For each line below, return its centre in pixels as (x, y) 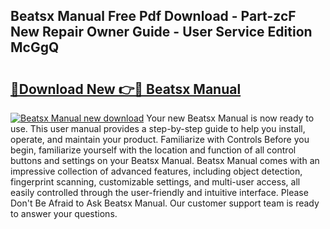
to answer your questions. (64, 213)
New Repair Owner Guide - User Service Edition (161, 32)
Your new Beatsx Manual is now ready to (230, 118)
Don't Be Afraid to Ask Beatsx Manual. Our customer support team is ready (165, 203)
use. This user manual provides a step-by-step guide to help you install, (158, 128)
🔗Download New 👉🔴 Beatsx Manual (126, 89)
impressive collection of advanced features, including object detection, (156, 171)
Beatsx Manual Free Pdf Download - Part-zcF (153, 16)
